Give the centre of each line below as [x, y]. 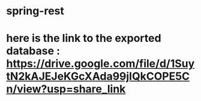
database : [33, 51]
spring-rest [35, 11]
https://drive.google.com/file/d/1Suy [100, 64]
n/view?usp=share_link [66, 89]
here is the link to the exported [84, 39]
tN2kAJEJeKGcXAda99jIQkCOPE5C [98, 76]
